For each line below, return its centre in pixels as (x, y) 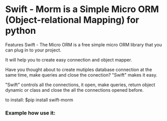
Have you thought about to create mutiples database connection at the (79, 70)
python (21, 31)
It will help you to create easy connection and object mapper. (69, 59)
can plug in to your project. (33, 50)
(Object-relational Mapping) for (72, 20)
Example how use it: (30, 113)
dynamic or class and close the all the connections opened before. (74, 90)
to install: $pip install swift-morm (39, 100)
